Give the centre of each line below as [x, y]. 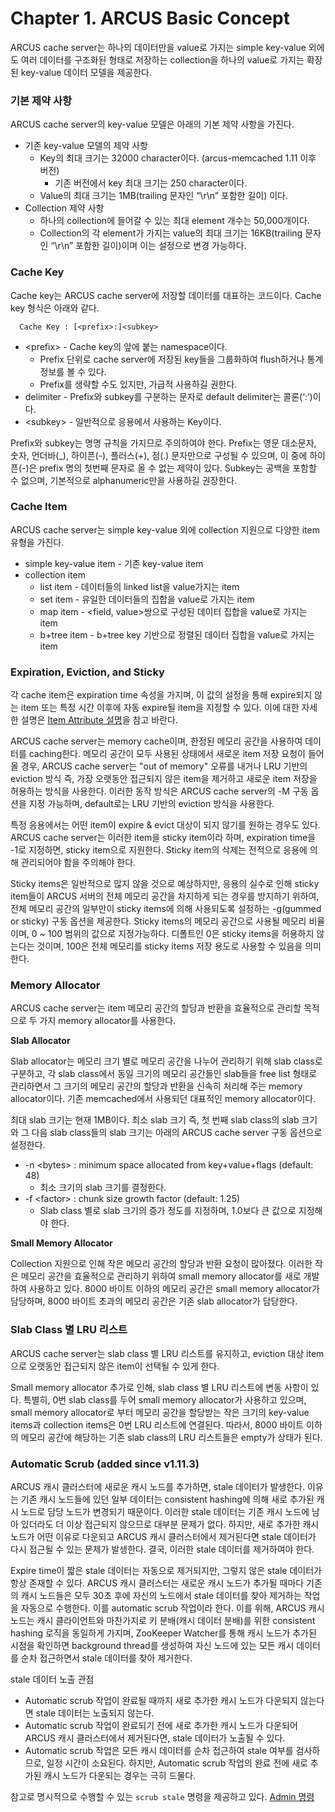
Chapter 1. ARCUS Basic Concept [150, 18]
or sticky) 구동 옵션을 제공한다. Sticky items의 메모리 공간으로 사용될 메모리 [158, 921]
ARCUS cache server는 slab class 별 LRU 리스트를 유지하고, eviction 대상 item [167, 1353]
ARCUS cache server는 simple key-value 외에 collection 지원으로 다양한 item [165, 529]
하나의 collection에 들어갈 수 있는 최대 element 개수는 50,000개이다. [174, 221]
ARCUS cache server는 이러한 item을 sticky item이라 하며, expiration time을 [163, 838]
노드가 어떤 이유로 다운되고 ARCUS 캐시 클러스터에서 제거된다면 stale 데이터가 [163, 1537]
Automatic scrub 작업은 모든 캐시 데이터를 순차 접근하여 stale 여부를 [159, 1751]
